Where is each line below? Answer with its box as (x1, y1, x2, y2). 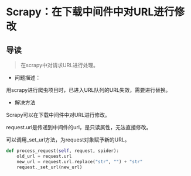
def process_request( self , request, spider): (6, 148, 119, 154)
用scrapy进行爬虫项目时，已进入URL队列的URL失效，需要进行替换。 (6, 87, 171, 94)
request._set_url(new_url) (16, 164, 83, 170)
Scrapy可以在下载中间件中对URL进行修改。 (6, 112, 110, 118)
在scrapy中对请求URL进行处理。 (20, 62, 98, 68)
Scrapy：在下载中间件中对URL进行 (6, 5, 175, 19)
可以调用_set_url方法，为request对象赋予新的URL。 (6, 136, 130, 143)
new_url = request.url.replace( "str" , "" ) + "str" (16, 158, 143, 164)
